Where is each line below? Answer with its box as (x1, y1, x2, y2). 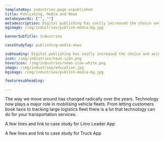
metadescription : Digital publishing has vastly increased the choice (5, 20, 152, 26)
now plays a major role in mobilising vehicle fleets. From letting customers (5, 101, 154, 107)
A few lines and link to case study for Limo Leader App (5, 121, 115, 127)
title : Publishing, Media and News (5, 12, 78, 17)
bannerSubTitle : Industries (5, 34, 62, 39)
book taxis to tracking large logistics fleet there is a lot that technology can (5, 106, 155, 112)
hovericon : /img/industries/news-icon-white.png (5, 60, 106, 66)
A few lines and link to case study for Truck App (5, 130, 102, 136)
